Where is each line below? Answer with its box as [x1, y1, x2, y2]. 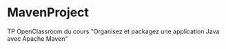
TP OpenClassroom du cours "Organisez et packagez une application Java [7, 27, 220, 35]
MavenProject [7, 5, 90, 20]
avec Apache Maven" [7, 34, 68, 42]
